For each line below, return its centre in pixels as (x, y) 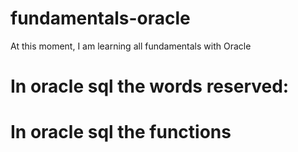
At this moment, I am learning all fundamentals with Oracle (131, 46)
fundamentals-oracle (100, 18)
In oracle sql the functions (121, 132)
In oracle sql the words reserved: (150, 86)
